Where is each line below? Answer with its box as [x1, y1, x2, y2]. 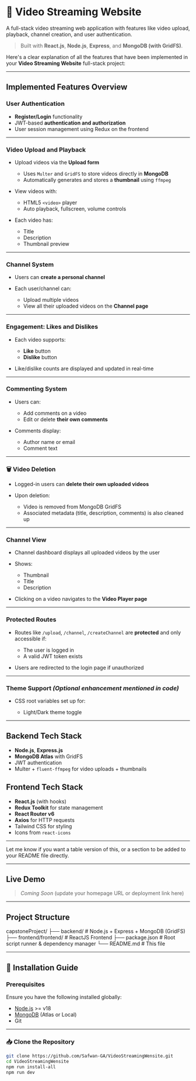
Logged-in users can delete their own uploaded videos [14, 481, 149, 488]
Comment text [23, 445, 58, 452]
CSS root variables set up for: [14, 697, 86, 704]
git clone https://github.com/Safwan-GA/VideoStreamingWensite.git [6, 1053, 174, 1059]
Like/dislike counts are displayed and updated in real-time [14, 365, 154, 372]
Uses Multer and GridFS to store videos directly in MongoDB [23, 170, 169, 177]
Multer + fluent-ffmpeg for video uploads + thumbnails [14, 765, 147, 772]
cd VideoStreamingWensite [6, 1059, 69, 1065]
